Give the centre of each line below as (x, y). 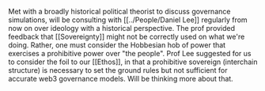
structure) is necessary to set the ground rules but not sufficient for (118, 70)
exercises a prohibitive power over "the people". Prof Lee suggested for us (130, 53)
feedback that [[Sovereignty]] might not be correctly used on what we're (127, 36)
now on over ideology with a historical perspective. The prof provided (122, 28)
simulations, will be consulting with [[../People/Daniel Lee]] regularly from (128, 20)
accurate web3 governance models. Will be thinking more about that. (121, 79)
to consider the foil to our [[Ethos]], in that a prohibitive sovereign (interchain (133, 62)
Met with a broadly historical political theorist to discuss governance (119, 11)
